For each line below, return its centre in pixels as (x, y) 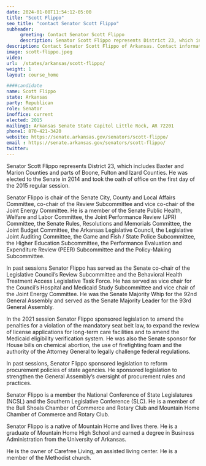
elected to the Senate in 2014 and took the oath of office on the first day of (101, 179)
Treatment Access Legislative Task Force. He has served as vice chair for (99, 281)
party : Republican (30, 103)
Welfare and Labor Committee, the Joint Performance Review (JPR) (91, 217)
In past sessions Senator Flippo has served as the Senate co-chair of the (98, 268)
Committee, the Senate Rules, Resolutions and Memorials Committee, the (99, 223)
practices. (19, 383)
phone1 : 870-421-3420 (34, 132)
